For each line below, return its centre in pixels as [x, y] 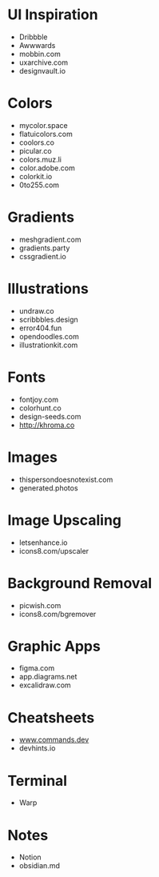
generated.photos [48, 488]
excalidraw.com [45, 685]
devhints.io [37, 748]
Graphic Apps [54, 646]
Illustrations [48, 289]
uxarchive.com [44, 62]
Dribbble [33, 37]
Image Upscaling [64, 520]
